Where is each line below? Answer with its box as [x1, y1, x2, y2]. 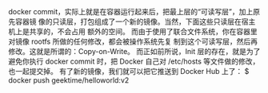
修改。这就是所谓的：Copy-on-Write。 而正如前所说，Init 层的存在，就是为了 [8, 47, 261, 56]
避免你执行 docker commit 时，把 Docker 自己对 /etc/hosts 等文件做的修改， [8, 56, 260, 66]
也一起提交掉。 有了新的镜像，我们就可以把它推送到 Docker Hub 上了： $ [8, 67, 250, 76]
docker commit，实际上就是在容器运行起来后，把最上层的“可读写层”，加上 [8, 7, 254, 16]
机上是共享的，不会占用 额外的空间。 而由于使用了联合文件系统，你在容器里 [8, 27, 258, 36]
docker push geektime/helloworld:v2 [8, 76, 130, 85]
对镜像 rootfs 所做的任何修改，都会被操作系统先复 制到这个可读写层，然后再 [8, 37, 258, 46]
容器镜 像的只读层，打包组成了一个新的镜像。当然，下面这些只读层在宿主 [14, 17, 256, 26]
